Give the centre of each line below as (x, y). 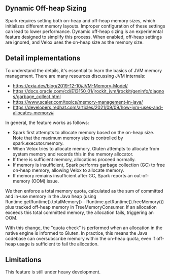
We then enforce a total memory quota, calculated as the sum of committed (84, 191)
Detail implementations (43, 58)
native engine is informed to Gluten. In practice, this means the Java (76, 233)
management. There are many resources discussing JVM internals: (75, 76)
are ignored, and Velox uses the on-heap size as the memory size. (74, 42)
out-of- (141, 175)
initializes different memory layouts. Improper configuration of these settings (85, 26)
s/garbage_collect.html (37, 97)
